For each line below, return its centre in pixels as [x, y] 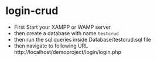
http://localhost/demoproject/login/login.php [67, 52]
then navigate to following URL [51, 46]
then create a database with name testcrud [66, 33]
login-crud [32, 11]
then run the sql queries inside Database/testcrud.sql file [83, 39]
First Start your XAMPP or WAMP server [62, 27]
